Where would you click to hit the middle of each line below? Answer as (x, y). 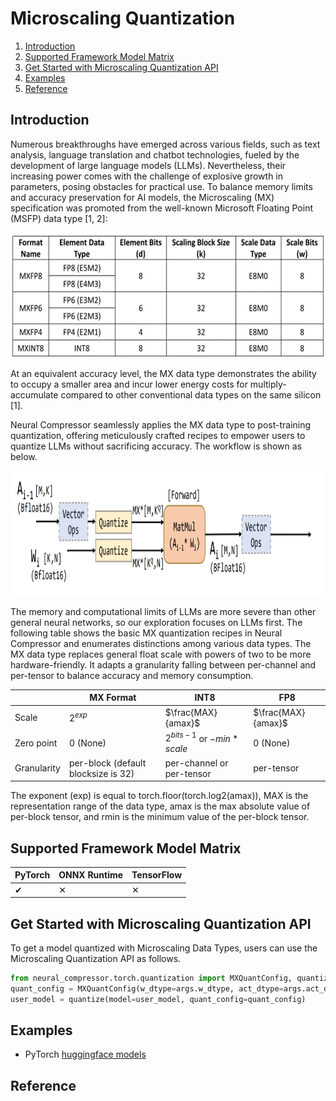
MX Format (113, 698)
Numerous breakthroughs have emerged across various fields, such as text (165, 144)
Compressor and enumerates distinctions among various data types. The (161, 643)
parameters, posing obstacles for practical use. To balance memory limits (161, 186)
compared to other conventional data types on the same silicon (191, 394)
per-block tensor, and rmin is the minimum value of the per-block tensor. (160, 817)
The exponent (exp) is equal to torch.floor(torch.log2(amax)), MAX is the (159, 796)
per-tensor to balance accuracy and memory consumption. (132, 675)
